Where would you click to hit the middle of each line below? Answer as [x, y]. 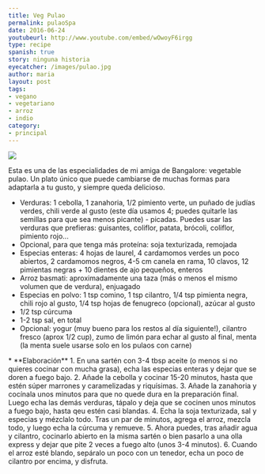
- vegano [23, 96]
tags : [17, 89]
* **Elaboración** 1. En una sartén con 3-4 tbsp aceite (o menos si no [123, 360]
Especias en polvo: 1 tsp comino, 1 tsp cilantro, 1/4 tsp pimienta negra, [133, 295]
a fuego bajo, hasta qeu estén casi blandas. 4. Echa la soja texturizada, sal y [132, 411]
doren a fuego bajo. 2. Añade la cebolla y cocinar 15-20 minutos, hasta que [131, 377]
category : [25, 126]
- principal [28, 133]
